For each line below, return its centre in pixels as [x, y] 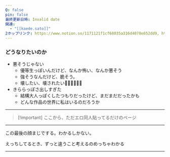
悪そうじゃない [28, 64]
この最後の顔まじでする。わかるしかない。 [50, 133]
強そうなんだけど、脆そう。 [49, 77]
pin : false [17, 15]
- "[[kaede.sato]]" [30, 29]
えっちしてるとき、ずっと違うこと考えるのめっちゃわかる [65, 144]
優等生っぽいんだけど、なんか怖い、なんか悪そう [71, 70]
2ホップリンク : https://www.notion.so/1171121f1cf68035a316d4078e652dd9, [82, 33]
